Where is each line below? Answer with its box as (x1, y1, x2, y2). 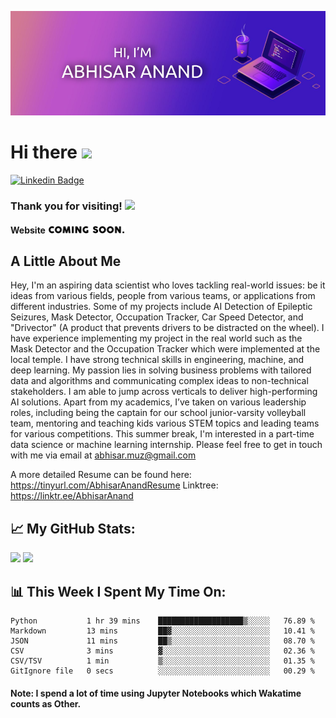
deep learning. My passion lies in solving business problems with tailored (10, 364, 312, 376)
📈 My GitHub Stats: (10, 520, 136, 537)
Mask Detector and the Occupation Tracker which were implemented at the (10, 343, 321, 355)
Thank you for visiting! (10, 199, 123, 213)
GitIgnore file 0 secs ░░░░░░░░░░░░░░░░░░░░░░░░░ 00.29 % (10, 666, 315, 676)
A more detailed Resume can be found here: (10, 469, 192, 481)
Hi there (10, 141, 78, 164)
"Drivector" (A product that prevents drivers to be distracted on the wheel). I (10, 322, 325, 334)
